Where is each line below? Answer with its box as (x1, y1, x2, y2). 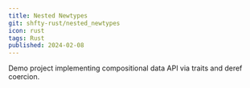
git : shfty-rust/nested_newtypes (8, 19, 121, 27)
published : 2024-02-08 (8, 42, 84, 50)
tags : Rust (8, 34, 45, 42)
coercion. (8, 72, 40, 82)
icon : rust (8, 26, 45, 34)
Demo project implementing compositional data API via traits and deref (8, 63, 243, 73)
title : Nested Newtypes (8, 11, 88, 20)
